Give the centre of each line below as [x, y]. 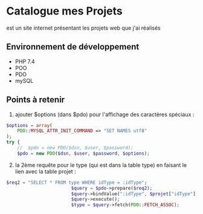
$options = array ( [29, 125]
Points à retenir [36, 100]
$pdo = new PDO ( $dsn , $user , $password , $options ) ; [83, 153]
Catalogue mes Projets [64, 11]
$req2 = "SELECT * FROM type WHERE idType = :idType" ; [77, 183]
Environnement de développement [73, 47]
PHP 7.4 [25, 61]
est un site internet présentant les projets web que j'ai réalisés [84, 28]
